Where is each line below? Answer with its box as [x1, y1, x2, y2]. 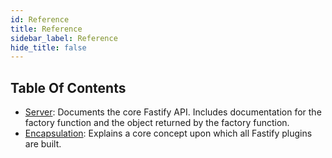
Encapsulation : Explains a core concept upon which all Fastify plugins [24, 127, 313, 140]
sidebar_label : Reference [10, 33, 118, 43]
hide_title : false [10, 42, 87, 53]
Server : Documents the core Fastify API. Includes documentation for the [24, 106, 322, 118]
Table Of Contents [10, 79, 127, 96]
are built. [24, 138, 62, 150]
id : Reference [10, 14, 70, 25]
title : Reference [10, 24, 83, 34]
